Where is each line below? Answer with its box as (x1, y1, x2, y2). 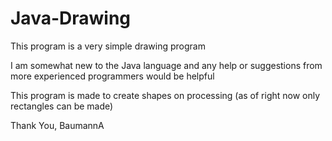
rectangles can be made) (10, 100, 114, 112)
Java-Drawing (10, 7, 132, 30)
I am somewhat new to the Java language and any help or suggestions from (10, 59, 323, 71)
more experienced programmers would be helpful (10, 70, 215, 82)
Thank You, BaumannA (10, 119, 105, 131)
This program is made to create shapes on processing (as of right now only (10, 89, 321, 101)
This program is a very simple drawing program (10, 40, 206, 52)
